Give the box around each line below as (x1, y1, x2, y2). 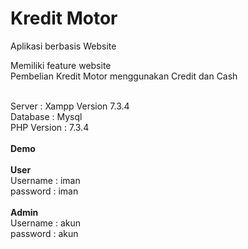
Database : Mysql (10, 110, 83, 122)
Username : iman (10, 174, 81, 186)
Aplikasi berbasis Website (10, 40, 117, 52)
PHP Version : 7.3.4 (10, 121, 90, 133)
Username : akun (10, 217, 82, 229)
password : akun (10, 227, 79, 239)
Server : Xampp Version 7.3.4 (10, 100, 130, 112)
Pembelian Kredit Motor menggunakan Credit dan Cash (10, 70, 238, 82)
